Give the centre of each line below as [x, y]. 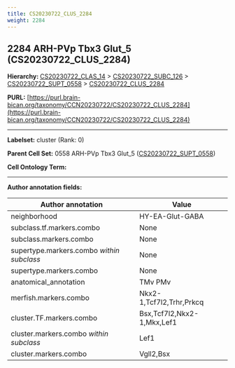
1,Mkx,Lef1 [158, 322]
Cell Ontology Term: [37, 167]
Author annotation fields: [45, 187]
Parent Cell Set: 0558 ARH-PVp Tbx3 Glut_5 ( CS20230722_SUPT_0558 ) [111, 154]
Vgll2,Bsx [155, 354]
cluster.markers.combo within [59, 334]
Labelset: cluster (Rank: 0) [46, 140]
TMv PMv [155, 282]
